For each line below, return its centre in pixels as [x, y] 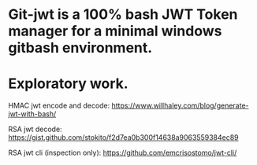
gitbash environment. [80, 48]
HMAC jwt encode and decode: [59, 106]
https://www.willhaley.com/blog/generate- [181, 106]
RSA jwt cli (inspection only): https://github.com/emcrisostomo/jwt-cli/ [123, 153]
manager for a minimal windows [115, 31]
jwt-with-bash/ [32, 114]
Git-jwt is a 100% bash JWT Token [123, 15]
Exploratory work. [68, 84]
